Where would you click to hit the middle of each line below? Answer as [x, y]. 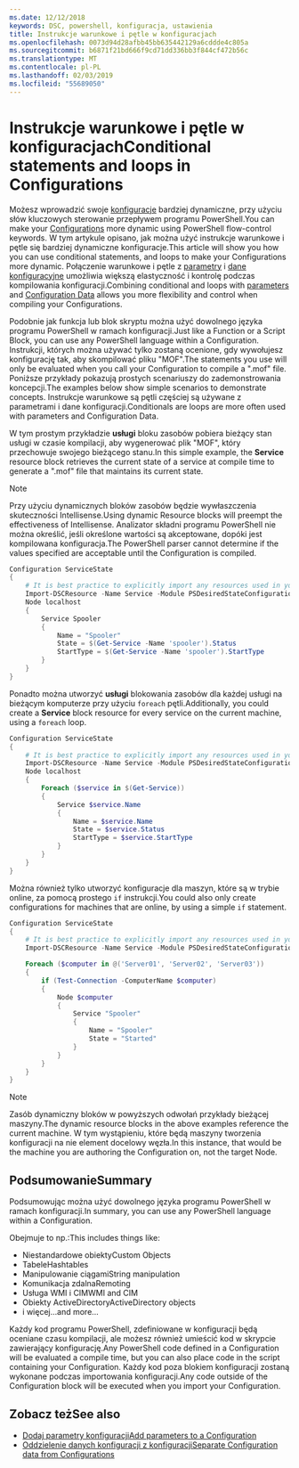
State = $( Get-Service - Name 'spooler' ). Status [147, 644]
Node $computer [85, 997]
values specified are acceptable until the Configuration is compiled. [133, 552]
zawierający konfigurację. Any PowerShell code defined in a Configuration [144, 1348]
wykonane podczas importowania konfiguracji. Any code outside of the [139, 1376]
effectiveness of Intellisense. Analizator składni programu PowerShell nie [142, 524]
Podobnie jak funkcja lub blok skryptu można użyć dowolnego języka [136, 321]
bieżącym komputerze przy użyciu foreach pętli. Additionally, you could [139, 703]
